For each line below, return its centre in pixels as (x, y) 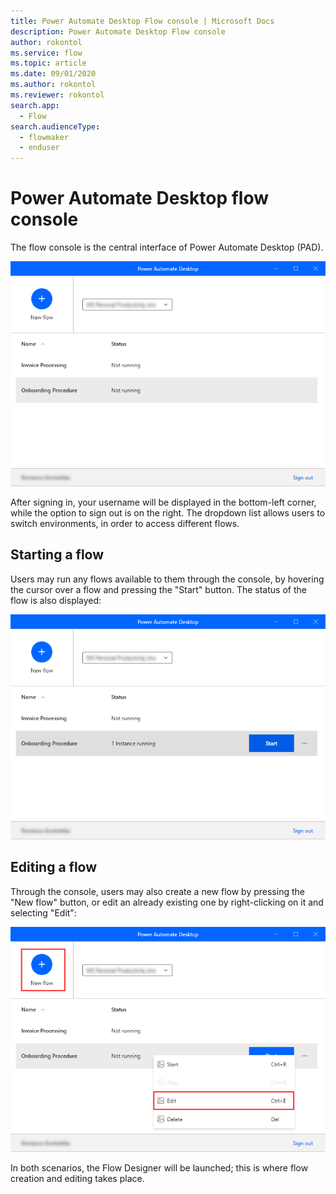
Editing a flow (54, 867)
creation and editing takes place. (77, 1178)
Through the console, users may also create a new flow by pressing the (157, 891)
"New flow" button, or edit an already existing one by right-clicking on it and (167, 902)
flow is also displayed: (56, 600)
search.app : (35, 105)
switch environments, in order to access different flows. (125, 524)
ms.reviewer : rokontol (57, 95)
